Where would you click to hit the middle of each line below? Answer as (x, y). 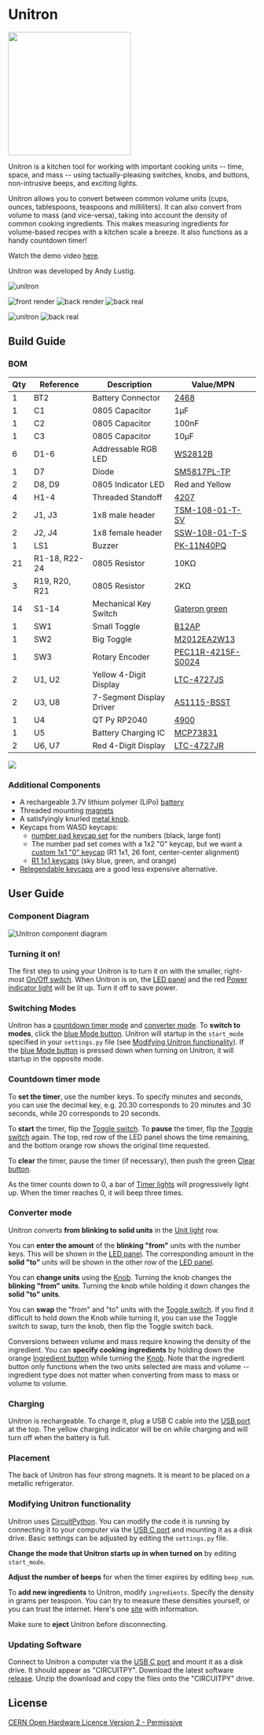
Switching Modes (42, 1008)
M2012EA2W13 (205, 639)
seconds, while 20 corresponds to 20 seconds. (84, 1113)
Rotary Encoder (121, 657)
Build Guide (37, 342)
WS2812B (194, 453)
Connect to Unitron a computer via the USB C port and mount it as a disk (126, 1662)
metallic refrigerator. (41, 1484)
